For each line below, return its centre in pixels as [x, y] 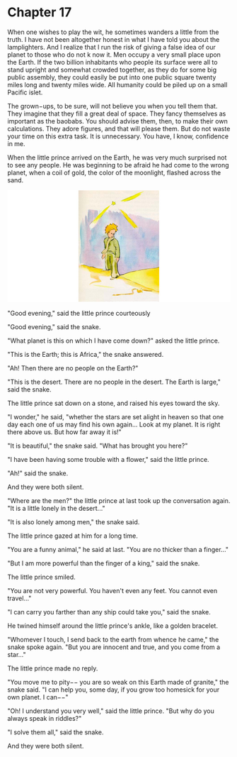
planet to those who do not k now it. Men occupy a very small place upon [114, 55]
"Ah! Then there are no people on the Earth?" [73, 368]
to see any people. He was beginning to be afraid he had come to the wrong [118, 165]
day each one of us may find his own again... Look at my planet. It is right [114, 424]
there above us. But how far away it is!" [64, 432]
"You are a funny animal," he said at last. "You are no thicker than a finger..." [118, 549]
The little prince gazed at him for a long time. [73, 536]
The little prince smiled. [41, 577]
